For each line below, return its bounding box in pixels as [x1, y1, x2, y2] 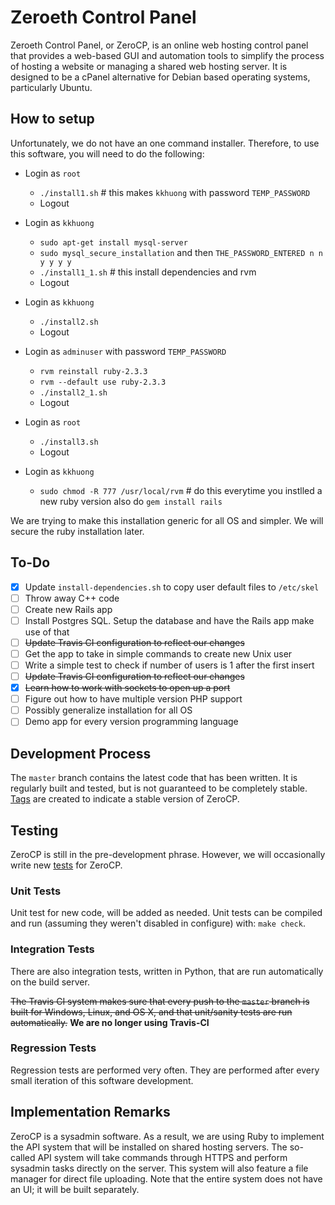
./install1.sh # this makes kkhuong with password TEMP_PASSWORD [39, 186, 311, 198]
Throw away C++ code [24, 592, 120, 604]
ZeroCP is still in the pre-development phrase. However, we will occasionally [10, 848, 326, 860]
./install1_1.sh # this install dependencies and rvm [39, 266, 257, 278]
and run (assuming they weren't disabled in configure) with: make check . [10, 917, 306, 930]
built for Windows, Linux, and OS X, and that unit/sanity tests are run [10, 1006, 293, 1018]
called [10, 1151, 36, 1163]
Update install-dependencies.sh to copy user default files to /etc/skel [24, 581, 320, 593]
